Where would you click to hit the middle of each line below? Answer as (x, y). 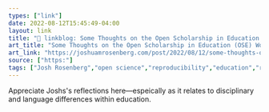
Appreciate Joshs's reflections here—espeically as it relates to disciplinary (131, 90)
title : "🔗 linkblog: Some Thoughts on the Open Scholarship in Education (134, 38)
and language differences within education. (80, 99)
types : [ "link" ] (35, 16)
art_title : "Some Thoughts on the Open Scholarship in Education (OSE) (130, 46)
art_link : (25, 53)
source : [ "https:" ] (41, 61)
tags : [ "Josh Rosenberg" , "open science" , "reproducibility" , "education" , (132, 68)
